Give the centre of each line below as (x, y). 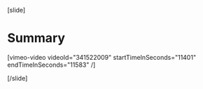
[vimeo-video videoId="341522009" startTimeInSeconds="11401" (102, 57)
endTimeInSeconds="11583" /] (51, 65)
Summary (36, 38)
